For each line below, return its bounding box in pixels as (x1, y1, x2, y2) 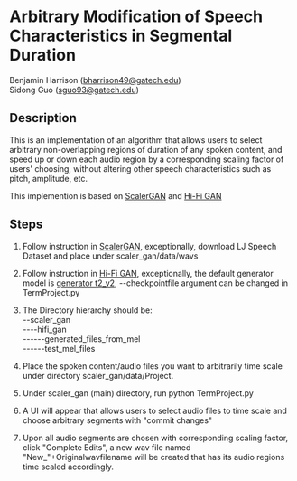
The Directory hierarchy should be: (22, 305, 153, 316)
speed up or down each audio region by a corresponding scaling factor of (9, 154, 284, 165)
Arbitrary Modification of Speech (9, 6, 264, 27)
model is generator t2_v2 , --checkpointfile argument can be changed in (22, 278, 289, 288)
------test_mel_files (22, 343, 96, 354)
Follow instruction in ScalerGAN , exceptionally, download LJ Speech (22, 240, 277, 251)
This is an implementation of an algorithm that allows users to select (9, 134, 263, 146)
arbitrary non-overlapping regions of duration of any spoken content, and (9, 144, 283, 155)
